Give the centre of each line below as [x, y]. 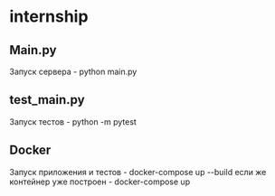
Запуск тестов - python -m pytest [73, 121]
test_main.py [47, 100]
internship [49, 17]
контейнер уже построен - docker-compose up [100, 182]
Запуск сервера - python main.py [73, 71]
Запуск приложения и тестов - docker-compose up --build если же [138, 172]
